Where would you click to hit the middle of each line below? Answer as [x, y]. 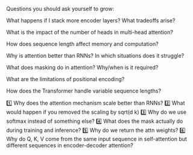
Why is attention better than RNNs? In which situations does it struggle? [95, 56]
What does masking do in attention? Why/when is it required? [82, 67]
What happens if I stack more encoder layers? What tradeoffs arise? [91, 20]
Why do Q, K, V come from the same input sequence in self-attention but [96, 139]
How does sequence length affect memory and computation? [82, 44]
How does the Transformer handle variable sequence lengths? [84, 91]
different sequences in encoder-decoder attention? [70, 145]
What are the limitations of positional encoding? [65, 79]
